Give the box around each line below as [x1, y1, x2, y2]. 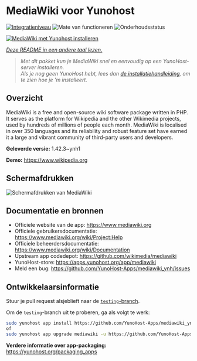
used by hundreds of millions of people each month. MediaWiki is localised [6, 121, 187, 128]
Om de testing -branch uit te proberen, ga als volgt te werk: [6, 309, 150, 316]
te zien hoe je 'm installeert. [20, 76, 88, 83]
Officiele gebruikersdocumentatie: [14, 227, 97, 235]
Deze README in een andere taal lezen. [6, 46, 103, 53]
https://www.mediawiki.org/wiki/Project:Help [14, 234, 123, 241]
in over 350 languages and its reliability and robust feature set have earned [6, 127, 188, 134]
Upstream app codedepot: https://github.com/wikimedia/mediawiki [14, 253, 177, 260]
